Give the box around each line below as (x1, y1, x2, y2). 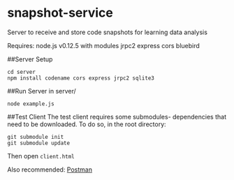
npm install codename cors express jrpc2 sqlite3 (7, 75, 155, 82)
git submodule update (7, 140, 71, 147)
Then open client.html (7, 151, 75, 160)
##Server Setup (7, 54, 53, 63)
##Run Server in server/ (7, 87, 77, 95)
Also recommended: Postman (7, 165, 93, 174)
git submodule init (7, 133, 64, 140)
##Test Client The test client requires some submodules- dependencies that (7, 112, 227, 121)
